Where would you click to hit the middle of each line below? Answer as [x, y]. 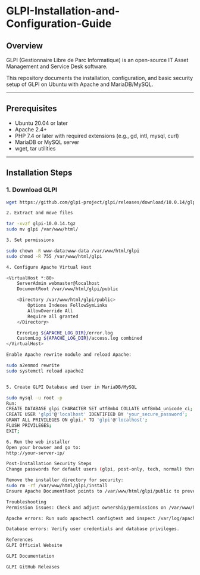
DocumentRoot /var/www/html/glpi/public [68, 289]
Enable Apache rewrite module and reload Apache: [69, 355]
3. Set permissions [30, 240]
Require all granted [53, 316]
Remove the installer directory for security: [65, 480]
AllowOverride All [50, 311]
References [20, 540]
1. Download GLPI [32, 190]
